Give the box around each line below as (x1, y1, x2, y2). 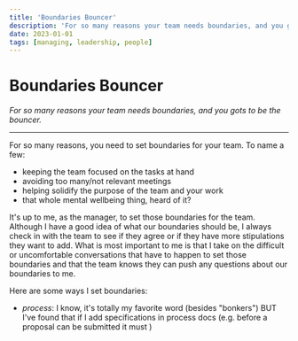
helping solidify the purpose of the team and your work (21, 185, 223, 196)
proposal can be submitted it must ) (21, 322, 153, 332)
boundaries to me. (9, 268, 76, 279)
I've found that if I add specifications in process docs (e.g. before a (21, 312, 268, 323)
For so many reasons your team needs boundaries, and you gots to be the (9, 105, 281, 116)
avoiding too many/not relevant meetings (21, 176, 171, 187)
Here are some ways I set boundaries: (9, 285, 148, 297)
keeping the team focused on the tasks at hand (21, 167, 195, 177)
